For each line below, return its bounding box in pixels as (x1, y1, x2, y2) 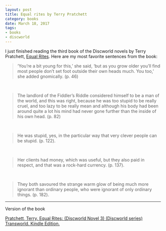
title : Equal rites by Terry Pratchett (5, 12, 87, 17)
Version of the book (5, 205, 45, 212)
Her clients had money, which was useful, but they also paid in (17, 157, 145, 163)
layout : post (5, 7, 32, 12)
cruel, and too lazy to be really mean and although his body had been (17, 103, 159, 109)
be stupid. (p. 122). (17, 137, 56, 143)
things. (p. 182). (17, 192, 49, 198)
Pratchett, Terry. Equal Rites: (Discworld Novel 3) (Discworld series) (5, 215, 143, 221)
